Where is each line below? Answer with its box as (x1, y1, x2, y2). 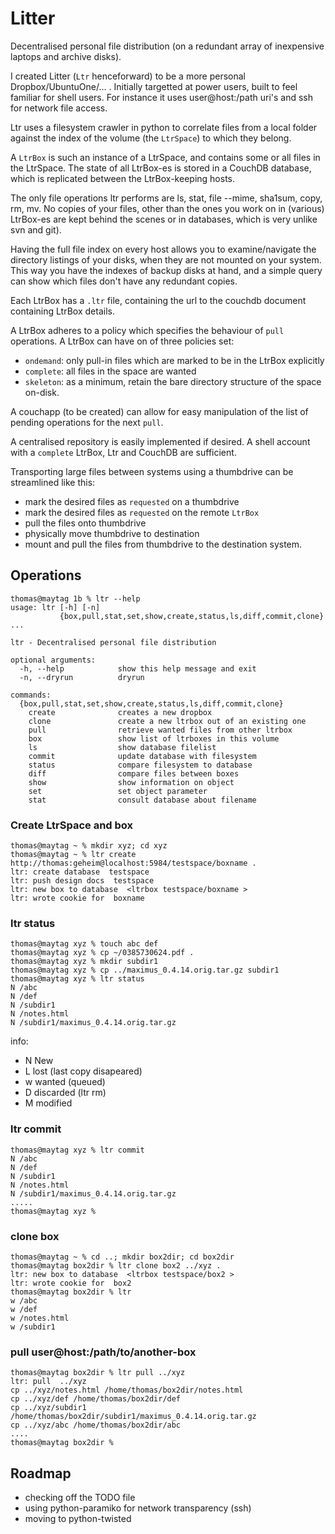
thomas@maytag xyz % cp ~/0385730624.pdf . (10, 948, 195, 958)
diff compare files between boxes (28, 768, 240, 779)
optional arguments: (10, 655, 97, 665)
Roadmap (10, 1465, 72, 1482)
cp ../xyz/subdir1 (10, 1403, 87, 1413)
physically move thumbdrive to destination (24, 527, 200, 539)
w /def (10, 1304, 38, 1314)
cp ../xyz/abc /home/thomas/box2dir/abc (10, 1420, 182, 1431)
